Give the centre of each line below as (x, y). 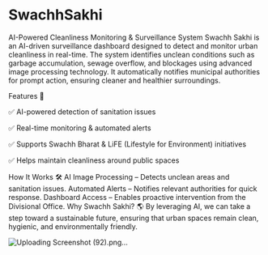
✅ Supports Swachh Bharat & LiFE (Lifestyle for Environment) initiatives (128, 144)
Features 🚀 (26, 96)
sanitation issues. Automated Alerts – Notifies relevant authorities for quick (133, 189)
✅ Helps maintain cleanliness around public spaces (94, 160)
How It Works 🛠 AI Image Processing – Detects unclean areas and (119, 176)
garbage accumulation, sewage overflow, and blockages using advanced (130, 63)
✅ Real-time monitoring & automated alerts (80, 128)
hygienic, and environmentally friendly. (73, 226)
